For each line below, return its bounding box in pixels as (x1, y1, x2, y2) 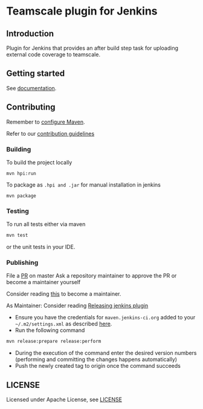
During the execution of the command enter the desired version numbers (14, 350, 198, 357)
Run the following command (14, 327, 85, 334)
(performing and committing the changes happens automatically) (14, 356, 177, 363)
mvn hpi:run (6, 170, 36, 176)
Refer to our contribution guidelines (6, 130, 95, 137)
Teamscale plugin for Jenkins (6, 4, 158, 18)
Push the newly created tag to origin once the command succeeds (14, 362, 181, 370)
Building (6, 145, 31, 153)
